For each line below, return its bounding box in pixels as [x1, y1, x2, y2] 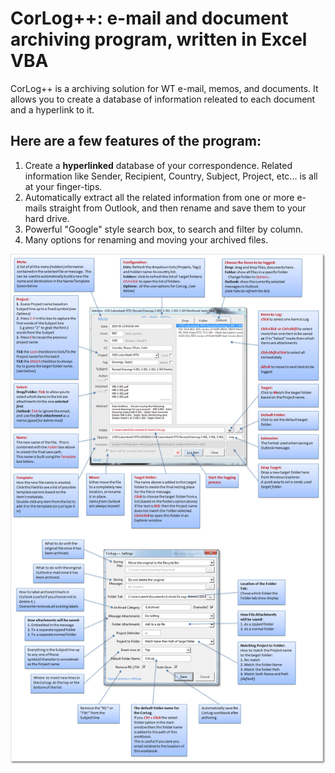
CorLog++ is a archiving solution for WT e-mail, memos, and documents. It [10, 82, 319, 94]
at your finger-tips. [24, 180, 103, 192]
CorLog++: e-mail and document [10, 7, 289, 30]
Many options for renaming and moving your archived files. [24, 233, 269, 246]
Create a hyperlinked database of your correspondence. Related [24, 159, 293, 171]
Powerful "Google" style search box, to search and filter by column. [24, 223, 304, 235]
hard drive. [24, 212, 70, 224]
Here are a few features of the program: [10, 133, 262, 150]
